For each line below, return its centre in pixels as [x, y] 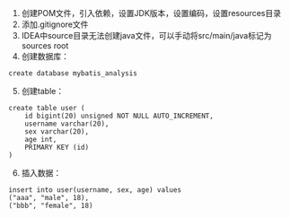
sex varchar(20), [57, 132]
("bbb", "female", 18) [51, 205]
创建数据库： [45, 56]
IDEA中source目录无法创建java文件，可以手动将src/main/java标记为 [146, 35]
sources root [45, 46]
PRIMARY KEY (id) [57, 147]
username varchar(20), [67, 124]
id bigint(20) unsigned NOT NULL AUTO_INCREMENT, [119, 116]
